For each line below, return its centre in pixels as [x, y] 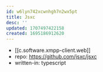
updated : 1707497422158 [35, 28]
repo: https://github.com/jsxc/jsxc [56, 57]
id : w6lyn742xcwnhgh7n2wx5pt [42, 12]
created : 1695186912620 [35, 34]
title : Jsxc [21, 17]
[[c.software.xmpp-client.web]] [53, 50]
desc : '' [17, 22]
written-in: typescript [40, 63]
